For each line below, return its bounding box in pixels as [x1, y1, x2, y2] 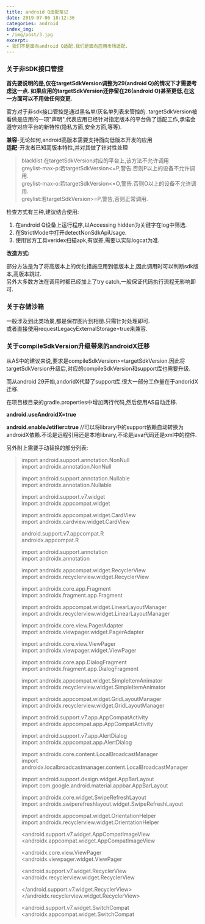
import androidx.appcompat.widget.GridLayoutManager [21, 695, 162, 702]
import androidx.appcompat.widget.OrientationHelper [21, 812, 157, 819]
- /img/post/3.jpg [6, 32, 53, 38]
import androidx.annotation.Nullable [21, 481, 112, 488]
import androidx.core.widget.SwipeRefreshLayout [21, 793, 146, 801]
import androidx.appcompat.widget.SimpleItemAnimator [21, 676, 163, 684]
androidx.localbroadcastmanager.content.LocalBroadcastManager [21, 763, 189, 771]
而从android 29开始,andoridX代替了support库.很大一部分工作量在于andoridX [6, 377, 198, 385]
